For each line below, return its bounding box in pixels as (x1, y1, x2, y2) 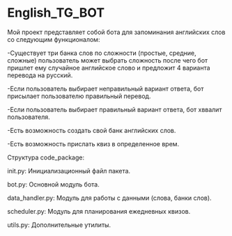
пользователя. (7, 113, 50, 121)
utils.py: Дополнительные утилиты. (7, 221, 111, 229)
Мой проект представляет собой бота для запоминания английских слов (7, 28, 226, 36)
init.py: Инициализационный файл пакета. (7, 166, 131, 175)
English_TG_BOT (7, 5, 105, 21)
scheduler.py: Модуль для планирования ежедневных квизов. (7, 207, 191, 215)
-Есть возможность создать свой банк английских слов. (7, 126, 176, 134)
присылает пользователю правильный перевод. (7, 92, 151, 100)
